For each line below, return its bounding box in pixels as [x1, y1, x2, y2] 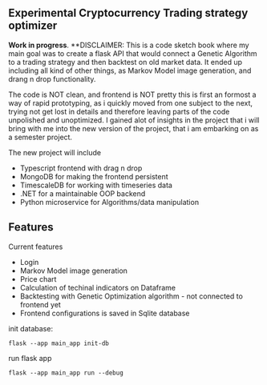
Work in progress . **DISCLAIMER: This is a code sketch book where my [8, 40, 250, 50]
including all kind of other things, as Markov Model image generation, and [8, 66, 252, 75]
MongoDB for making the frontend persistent [19, 171, 168, 181]
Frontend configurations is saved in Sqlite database [19, 308, 190, 318]
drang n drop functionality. [8, 74, 96, 83]
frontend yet [19, 299, 62, 309]
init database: [8, 323, 54, 333]
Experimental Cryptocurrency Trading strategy [8, 6, 249, 20]
